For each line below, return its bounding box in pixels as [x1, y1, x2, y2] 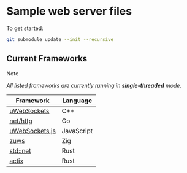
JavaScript [61, 126, 93, 135]
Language [62, 96, 93, 105]
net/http [9, 117, 32, 125]
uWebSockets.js [9, 126, 56, 135]
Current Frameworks [6, 53, 88, 64]
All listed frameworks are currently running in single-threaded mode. [6, 82, 182, 89]
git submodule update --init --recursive [6, 36, 114, 42]
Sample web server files [6, 4, 132, 18]
